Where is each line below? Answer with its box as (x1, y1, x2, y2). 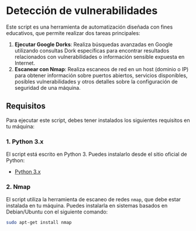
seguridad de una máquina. (14, 84, 81, 91)
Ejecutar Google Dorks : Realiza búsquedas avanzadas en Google (14, 41, 173, 48)
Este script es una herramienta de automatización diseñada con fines (6, 23, 173, 30)
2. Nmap (6, 183, 31, 191)
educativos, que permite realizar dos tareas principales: (6, 29, 140, 36)
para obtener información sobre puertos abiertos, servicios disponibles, (14, 72, 188, 79)
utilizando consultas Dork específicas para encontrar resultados (14, 47, 170, 54)
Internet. (14, 60, 35, 66)
